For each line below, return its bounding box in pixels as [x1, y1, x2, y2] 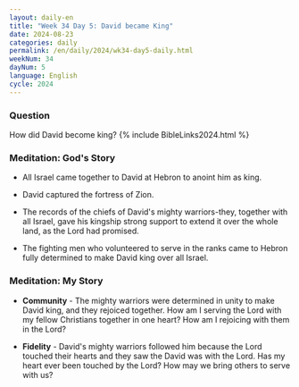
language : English [9, 72, 78, 80]
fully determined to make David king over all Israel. [21, 252, 209, 264]
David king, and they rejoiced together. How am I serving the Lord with [21, 305, 282, 315]
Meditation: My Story [9, 274, 104, 287]
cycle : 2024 [9, 80, 54, 88]
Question [9, 109, 51, 122]
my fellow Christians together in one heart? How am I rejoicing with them [21, 314, 290, 324]
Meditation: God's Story [9, 151, 116, 164]
